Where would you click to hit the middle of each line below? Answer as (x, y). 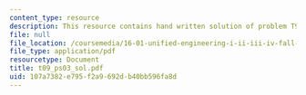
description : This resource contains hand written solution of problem (148, 26)
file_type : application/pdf (63, 52)
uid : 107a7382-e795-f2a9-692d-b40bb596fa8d (93, 77)
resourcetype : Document (55, 60)
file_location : (38, 43)
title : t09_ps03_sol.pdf (56, 69)
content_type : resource (55, 18)
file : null (30, 34)
